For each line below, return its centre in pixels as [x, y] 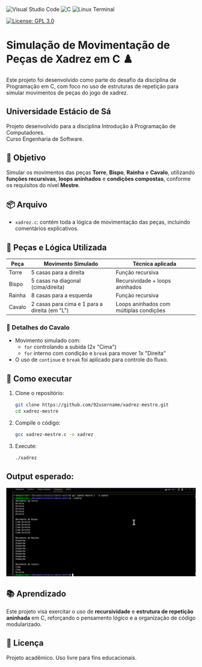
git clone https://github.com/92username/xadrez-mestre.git [92, 405]
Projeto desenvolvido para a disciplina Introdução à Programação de [91, 126]
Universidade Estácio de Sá [59, 112]
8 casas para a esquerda [62, 295]
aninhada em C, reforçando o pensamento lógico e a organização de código [101, 618]
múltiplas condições [141, 310]
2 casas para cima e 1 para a [67, 304]
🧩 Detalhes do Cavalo [38, 328]
